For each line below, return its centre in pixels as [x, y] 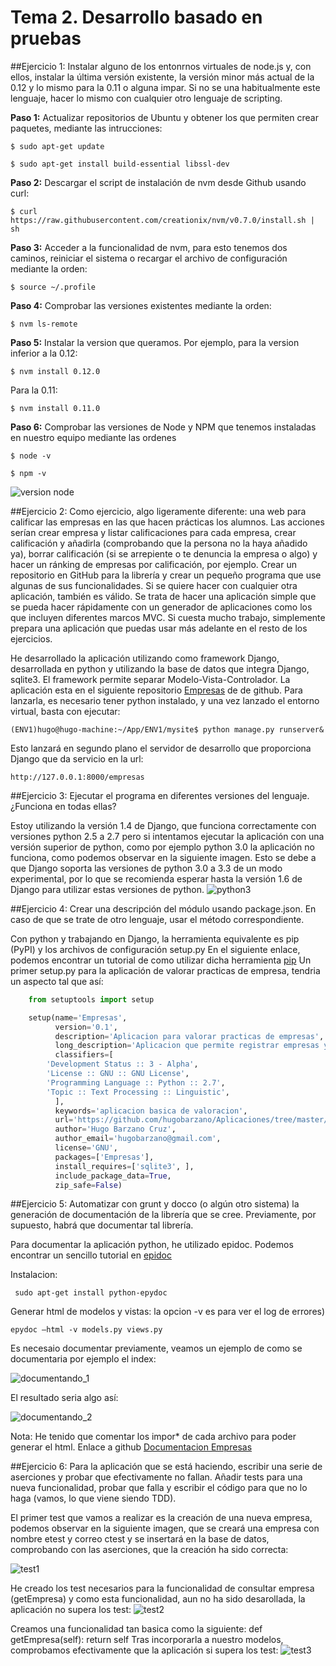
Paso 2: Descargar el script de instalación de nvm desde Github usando [158, 182]
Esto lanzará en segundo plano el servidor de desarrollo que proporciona [161, 748]
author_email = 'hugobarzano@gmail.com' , [138, 1139]
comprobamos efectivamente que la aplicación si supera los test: [144, 1650]
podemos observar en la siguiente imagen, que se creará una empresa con [165, 1528]
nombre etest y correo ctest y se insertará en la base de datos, [140, 1539]
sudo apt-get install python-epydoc [91, 1293]
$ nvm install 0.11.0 [55, 408]
